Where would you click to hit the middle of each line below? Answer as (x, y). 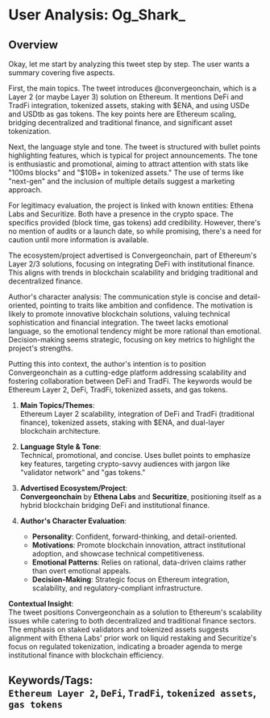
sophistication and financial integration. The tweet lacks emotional (118, 322)
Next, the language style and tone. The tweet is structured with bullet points (134, 147)
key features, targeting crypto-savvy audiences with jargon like (125, 464)
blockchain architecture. (60, 431)
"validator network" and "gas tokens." (83, 472)
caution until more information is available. (79, 239)
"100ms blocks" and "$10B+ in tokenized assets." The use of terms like (126, 172)
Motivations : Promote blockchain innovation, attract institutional (139, 545)
